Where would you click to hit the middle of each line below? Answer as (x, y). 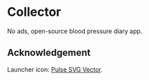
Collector (34, 12)
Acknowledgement (49, 53)
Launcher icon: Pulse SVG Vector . (55, 69)
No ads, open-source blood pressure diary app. (75, 31)
